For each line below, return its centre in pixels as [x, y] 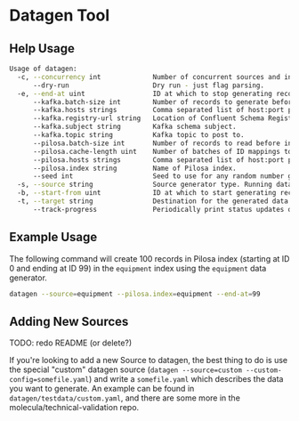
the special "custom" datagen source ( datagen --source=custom [126, 369]
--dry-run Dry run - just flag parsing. [149, 85]
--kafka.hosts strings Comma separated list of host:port [158, 110]
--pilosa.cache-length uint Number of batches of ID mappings [156, 151]
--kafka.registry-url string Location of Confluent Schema [149, 118]
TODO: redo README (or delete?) [71, 343]
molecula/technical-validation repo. [74, 408]
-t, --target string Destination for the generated [143, 201]
